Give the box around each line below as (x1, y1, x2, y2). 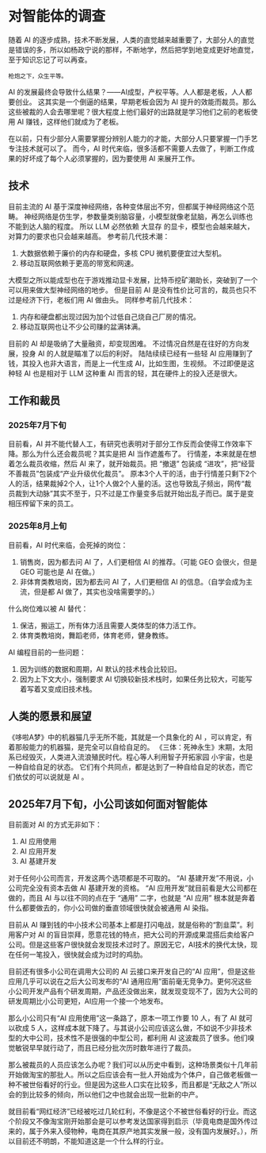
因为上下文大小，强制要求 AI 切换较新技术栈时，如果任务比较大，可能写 (19, 674, 253, 684)
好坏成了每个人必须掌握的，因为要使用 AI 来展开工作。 (21, 153, 199, 163)
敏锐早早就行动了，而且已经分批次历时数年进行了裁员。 (14, 1043, 196, 1053)
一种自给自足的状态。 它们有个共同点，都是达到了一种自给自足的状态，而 (8, 762, 246, 771)
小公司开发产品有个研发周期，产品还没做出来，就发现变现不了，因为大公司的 (8, 986, 258, 997)
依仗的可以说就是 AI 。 (14, 772, 89, 781)
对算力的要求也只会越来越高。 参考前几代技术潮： (8, 231, 170, 241)
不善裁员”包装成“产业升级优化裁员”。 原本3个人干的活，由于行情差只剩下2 (8, 469, 250, 479)
